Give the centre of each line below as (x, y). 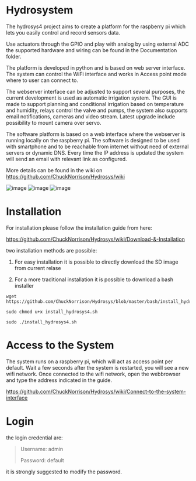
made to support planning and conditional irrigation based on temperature (95, 104)
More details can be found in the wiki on (54, 170)
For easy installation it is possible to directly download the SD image (96, 262)
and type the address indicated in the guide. (59, 380)
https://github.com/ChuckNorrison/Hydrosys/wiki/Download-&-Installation (95, 239)
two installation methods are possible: (52, 250)
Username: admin (42, 449)
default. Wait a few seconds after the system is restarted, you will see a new (97, 367)
